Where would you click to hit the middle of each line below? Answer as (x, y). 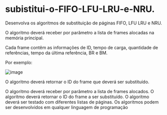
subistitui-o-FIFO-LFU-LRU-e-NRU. (80, 9)
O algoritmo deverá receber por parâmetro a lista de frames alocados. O (79, 91)
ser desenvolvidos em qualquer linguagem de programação (67, 107)
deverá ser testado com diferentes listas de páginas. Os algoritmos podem (82, 102)
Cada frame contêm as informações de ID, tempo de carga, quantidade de (82, 47)
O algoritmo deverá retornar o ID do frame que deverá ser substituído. (77, 82)
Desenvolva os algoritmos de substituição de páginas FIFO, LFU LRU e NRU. (84, 23)
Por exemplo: (19, 62)
